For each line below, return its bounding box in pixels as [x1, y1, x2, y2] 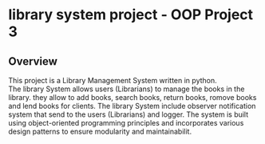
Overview [8, 54, 58, 68]
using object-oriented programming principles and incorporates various [8, 118, 244, 127]
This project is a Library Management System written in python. [8, 76, 217, 85]
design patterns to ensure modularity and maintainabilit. [8, 126, 192, 136]
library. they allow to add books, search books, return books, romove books [8, 93, 257, 102]
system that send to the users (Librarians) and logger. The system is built [8, 110, 249, 119]
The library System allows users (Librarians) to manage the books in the [8, 84, 245, 94]
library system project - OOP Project [8, 6, 254, 24]
